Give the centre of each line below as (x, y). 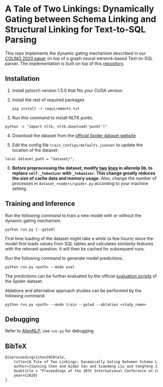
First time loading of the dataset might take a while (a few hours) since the (79, 238)
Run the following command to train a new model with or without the (73, 215)
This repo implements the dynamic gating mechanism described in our (76, 53)
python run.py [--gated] (30, 229)
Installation (22, 79)
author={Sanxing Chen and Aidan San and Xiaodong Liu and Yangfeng (83, 366)
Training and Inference (40, 204)
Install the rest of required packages (48, 100)
